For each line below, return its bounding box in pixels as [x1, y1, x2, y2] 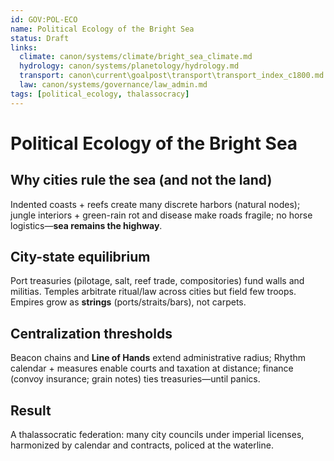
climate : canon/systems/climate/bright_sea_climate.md [19, 52, 253, 62]
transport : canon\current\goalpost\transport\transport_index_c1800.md [19, 71, 325, 81]
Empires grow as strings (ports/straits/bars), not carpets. [10, 296, 247, 308]
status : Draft [10, 33, 70, 43]
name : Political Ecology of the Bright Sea [10, 24, 195, 34]
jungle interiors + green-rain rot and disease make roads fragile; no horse [10, 209, 313, 221]
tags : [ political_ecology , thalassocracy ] [10, 89, 190, 99]
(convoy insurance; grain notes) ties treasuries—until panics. [10, 373, 261, 385]
